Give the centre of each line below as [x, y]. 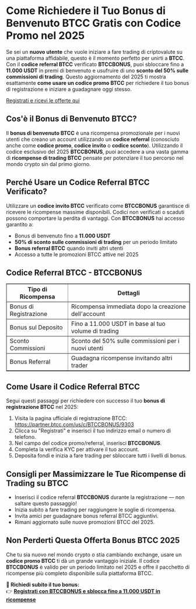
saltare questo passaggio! [45, 503]
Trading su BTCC [37, 483]
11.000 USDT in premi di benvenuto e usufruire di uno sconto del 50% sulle [97, 70]
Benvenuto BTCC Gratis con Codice [93, 23]
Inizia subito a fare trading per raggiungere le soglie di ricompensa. [95, 510]
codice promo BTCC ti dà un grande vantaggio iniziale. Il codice [83, 560]
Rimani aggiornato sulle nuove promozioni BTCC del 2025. [84, 522]
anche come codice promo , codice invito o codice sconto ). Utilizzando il [94, 145]
